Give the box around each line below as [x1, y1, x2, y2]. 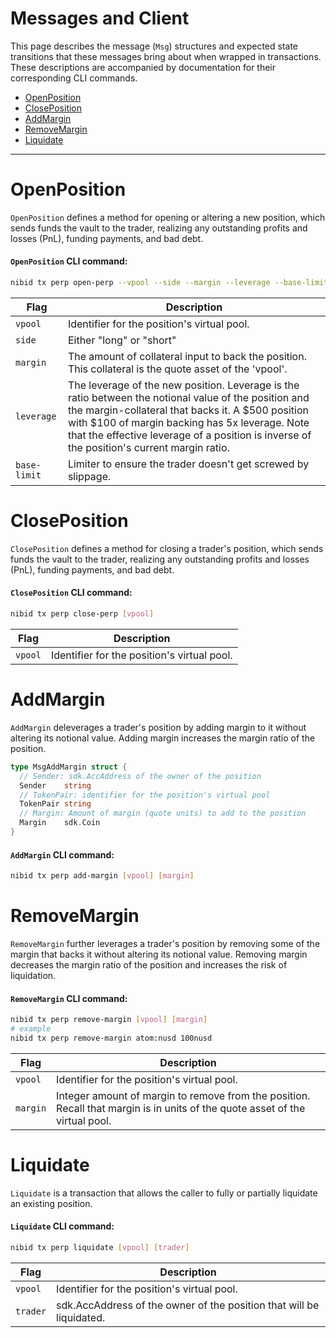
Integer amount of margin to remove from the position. [56, 1088, 311, 1102]
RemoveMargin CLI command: [10, 992, 128, 1004]
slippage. [67, 469, 112, 483]
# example [10, 1024, 52, 1034]
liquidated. [56, 1310, 106, 1324]
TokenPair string [19, 799, 92, 809]
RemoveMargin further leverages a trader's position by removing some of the [10, 937, 321, 949]
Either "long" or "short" [67, 333, 177, 347]
